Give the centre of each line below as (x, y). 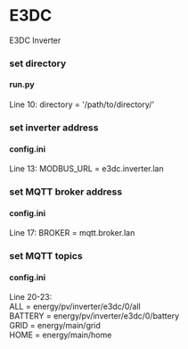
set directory (38, 63)
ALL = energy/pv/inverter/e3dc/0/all (75, 307)
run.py (22, 85)
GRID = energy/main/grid (55, 326)
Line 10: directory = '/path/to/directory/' (82, 104)
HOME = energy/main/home (61, 335)
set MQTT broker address (66, 192)
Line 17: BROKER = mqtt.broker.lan (72, 233)
